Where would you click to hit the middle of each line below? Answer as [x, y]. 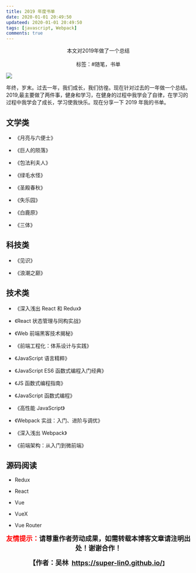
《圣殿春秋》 [30, 187]
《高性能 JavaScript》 [40, 408]
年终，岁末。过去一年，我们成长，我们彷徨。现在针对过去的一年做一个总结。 [98, 88]
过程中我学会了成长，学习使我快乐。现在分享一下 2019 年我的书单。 [88, 103]
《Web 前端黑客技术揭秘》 [45, 333]
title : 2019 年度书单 [31, 11]
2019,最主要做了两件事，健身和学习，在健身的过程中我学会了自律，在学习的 [97, 95]
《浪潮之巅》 [30, 272]
